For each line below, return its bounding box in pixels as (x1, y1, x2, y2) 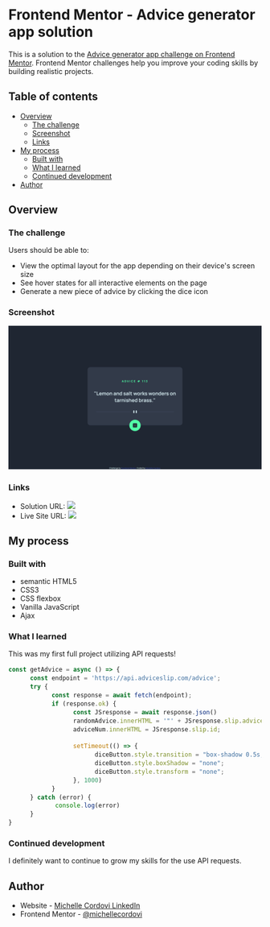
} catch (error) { (29, 793, 92, 801)
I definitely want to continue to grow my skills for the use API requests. (8, 856, 242, 866)
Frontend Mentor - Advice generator (8, 6, 256, 24)
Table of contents (8, 90, 98, 104)
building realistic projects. (8, 66, 94, 76)
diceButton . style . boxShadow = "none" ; (94, 759, 225, 768)
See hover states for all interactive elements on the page (19, 278, 207, 288)
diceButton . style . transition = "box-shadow (94, 751, 243, 759)
